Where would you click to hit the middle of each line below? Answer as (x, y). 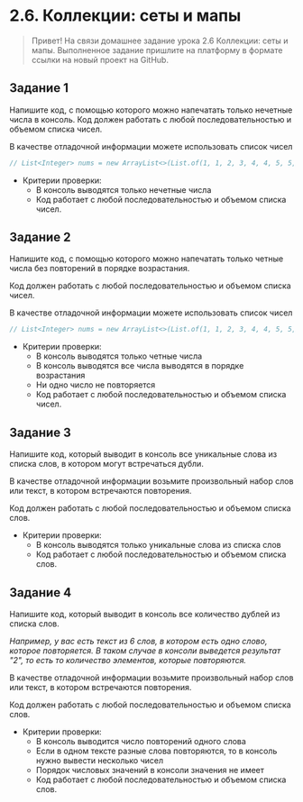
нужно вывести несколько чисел (100, 760)
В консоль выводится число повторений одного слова (141, 741)
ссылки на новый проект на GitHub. (100, 59)
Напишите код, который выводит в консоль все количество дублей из (145, 614)
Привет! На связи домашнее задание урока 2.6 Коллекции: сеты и (160, 41)
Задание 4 (41, 592)
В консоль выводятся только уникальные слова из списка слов (158, 545)
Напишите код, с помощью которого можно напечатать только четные (147, 259)
